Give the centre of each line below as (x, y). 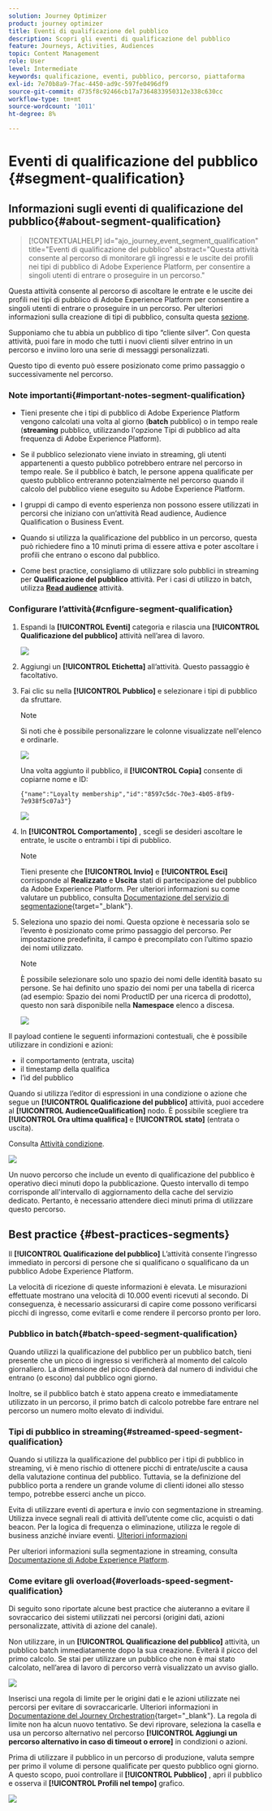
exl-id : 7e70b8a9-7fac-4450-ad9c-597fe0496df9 (89, 84)
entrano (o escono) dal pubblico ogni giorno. (83, 1377)
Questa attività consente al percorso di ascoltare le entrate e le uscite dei (131, 291)
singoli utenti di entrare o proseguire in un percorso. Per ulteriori (116, 308)
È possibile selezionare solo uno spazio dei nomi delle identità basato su (141, 979)
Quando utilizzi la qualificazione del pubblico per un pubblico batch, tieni (130, 1351)
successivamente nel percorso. (61, 374)
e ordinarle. (39, 739)
